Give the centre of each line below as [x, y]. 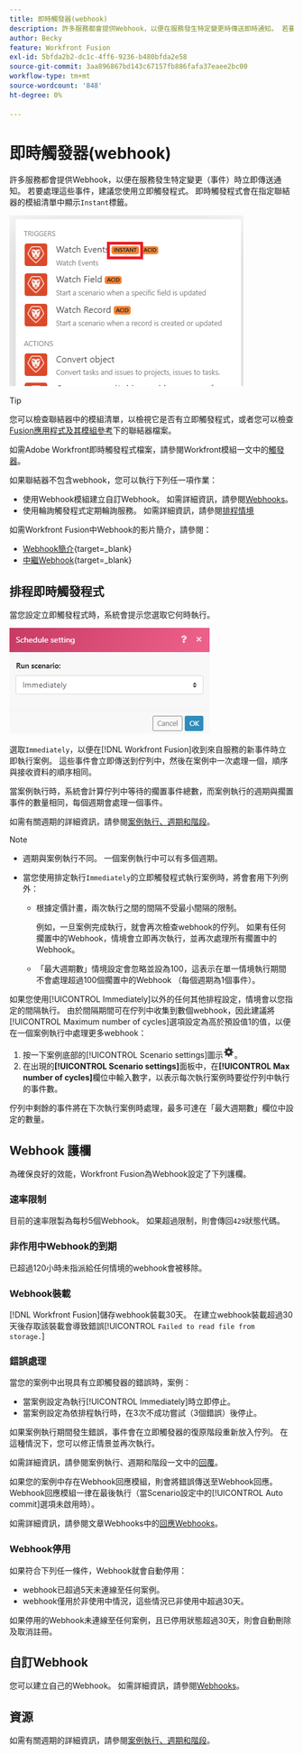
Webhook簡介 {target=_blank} [77, 549]
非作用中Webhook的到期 [63, 1246]
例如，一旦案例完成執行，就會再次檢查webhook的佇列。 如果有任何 [161, 927]
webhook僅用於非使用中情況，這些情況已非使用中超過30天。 [135, 1601]
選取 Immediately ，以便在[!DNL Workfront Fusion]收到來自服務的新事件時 [144, 749]
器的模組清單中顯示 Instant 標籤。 [71, 202]
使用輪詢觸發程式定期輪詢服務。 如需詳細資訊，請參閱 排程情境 [138, 510]
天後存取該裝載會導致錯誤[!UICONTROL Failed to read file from [132, 1326]
